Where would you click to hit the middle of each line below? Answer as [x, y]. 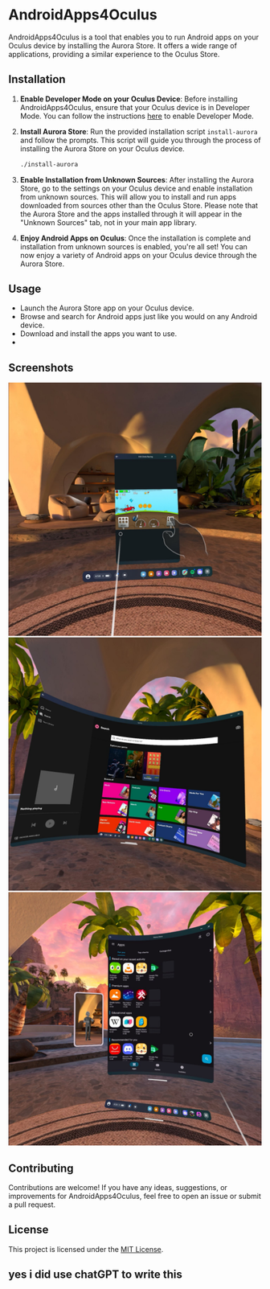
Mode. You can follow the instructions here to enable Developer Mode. [137, 116]
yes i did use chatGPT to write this [96, 1275]
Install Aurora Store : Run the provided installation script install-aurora [139, 131]
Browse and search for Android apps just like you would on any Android [139, 317]
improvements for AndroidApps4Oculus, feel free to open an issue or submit [135, 1197]
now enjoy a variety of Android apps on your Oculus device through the [138, 255]
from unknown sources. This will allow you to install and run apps [128, 197]
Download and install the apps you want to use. [98, 334]
